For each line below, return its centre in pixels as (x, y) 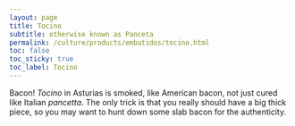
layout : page (34, 17)
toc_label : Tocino (43, 68)
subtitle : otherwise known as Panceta (81, 34)
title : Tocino (36, 26)
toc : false (29, 51)
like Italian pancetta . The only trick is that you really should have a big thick (148, 102)
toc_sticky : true (42, 59)
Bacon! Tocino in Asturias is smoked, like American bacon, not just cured (143, 92)
